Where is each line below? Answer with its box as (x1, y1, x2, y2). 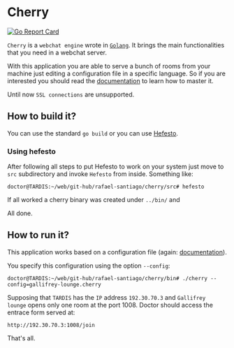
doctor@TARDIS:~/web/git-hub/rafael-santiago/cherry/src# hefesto (7, 183, 205, 191)
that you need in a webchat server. (7, 48, 107, 57)
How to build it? (7, 110, 77, 122)
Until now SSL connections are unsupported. (7, 90, 135, 99)
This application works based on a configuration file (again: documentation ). (7, 247, 227, 256)
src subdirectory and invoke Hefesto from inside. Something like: (7, 170, 193, 178)
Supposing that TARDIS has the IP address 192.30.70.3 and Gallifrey (7, 293, 206, 301)
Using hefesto (7, 146, 56, 156)
